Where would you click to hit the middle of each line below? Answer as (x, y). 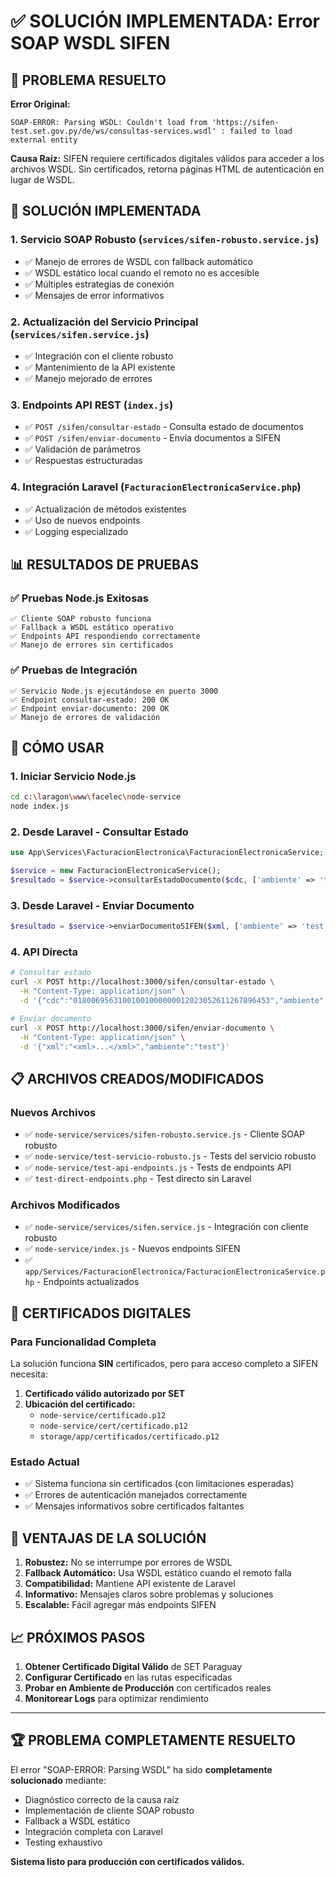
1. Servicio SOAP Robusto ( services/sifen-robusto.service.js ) (165, 240)
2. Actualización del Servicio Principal (104, 322)
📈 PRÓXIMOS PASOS (78, 1637)
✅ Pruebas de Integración (74, 670)
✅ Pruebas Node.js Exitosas (79, 598)
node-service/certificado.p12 (103, 1416)
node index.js (40, 806)
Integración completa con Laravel (93, 1831)
